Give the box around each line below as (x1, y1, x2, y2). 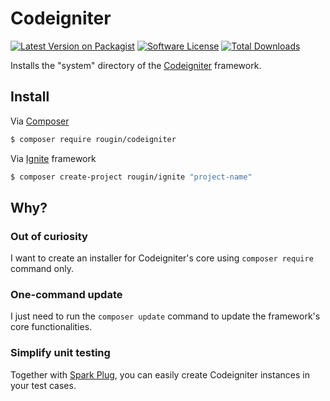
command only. (10, 263, 74, 275)
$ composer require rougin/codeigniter (10, 134, 177, 144)
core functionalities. (10, 321, 93, 333)
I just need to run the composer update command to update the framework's (10, 310, 321, 322)
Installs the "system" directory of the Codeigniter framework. (10, 59, 262, 71)
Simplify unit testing (10, 346, 111, 360)
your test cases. (10, 379, 77, 391)
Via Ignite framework (10, 152, 97, 164)
